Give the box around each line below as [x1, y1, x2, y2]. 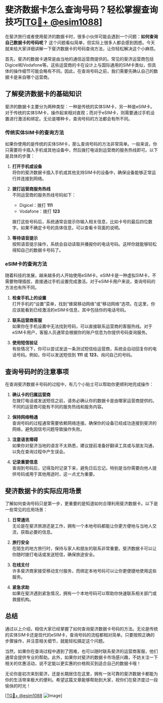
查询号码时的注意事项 [5, 368, 69, 376]
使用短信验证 [12, 340, 38, 346]
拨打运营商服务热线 [12, 186, 51, 192]
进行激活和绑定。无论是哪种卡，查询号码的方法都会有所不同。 [9, 116, 132, 121]
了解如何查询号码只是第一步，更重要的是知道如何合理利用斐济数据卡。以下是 [5, 501, 158, 506]
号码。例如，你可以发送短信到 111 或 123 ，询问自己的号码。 [16, 352, 135, 358]
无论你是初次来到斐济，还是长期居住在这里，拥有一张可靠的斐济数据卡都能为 [5, 670, 158, 676]
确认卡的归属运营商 [12, 392, 51, 398]
